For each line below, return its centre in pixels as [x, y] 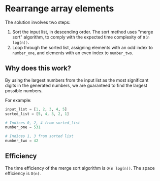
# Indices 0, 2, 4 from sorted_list [43, 123]
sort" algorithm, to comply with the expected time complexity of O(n [81, 37]
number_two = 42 [22, 141]
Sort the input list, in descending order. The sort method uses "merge [83, 32]
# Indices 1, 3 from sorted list [39, 136]
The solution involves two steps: [38, 22]
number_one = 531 [23, 127]
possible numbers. [24, 90]
